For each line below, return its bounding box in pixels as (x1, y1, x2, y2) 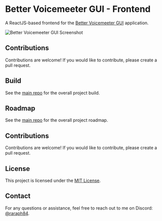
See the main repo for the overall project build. (5, 90, 100, 96)
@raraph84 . (5, 210, 30, 216)
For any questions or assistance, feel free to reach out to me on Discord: (5, 205, 153, 211)
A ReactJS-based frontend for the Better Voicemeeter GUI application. (5, 20, 149, 26)
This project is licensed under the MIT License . (5, 177, 101, 183)
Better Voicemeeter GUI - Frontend (5, 3, 151, 15)
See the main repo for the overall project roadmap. (5, 117, 108, 123)
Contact (5, 192, 31, 200)
